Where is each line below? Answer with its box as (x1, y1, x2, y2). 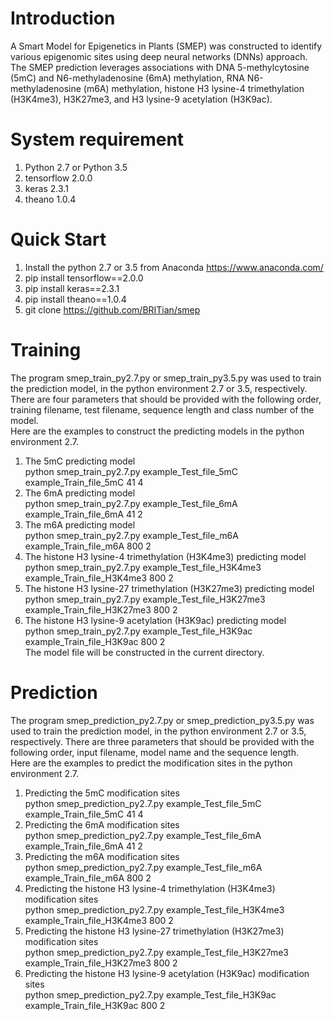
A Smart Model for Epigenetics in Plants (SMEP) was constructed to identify (10, 40, 323, 52)
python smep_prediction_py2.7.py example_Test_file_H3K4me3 (24, 903, 285, 916)
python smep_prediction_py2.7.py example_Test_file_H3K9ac (24, 988, 277, 1001)
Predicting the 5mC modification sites (24, 787, 180, 799)
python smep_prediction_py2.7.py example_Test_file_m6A (24, 861, 263, 873)
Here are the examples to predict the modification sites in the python (10, 757, 293, 769)
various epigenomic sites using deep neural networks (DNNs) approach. (10, 50, 308, 62)
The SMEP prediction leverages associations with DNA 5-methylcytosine (10, 61, 310, 73)
